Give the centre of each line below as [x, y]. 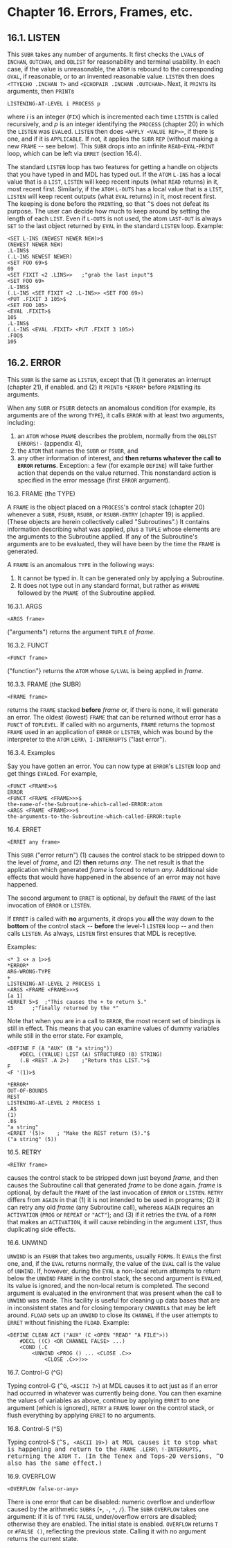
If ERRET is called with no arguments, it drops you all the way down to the [111, 919]
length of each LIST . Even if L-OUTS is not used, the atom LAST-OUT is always [115, 218]
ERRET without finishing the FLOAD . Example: [68, 1322]
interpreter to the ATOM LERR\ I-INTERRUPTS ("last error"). [87, 739]
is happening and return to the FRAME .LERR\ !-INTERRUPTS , [105, 1449]
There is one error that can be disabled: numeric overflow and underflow [111, 1502]
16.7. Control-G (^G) [35, 1372]
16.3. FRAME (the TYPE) [42, 494]
